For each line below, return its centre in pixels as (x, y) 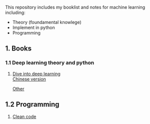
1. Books (18, 49)
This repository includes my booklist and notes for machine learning (75, 7)
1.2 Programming (32, 104)
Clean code (24, 116)
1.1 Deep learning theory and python (50, 63)
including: (15, 12)
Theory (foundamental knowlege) (47, 22)
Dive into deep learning (36, 73)
